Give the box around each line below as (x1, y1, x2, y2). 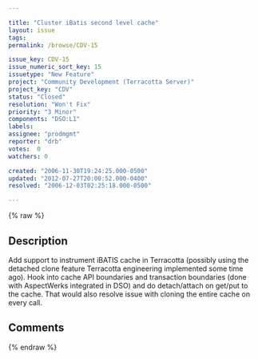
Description (8, 234, 68, 248)
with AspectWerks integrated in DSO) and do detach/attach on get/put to (8, 280, 248, 290)
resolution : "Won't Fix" (8, 100, 91, 108)
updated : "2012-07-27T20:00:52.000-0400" (8, 174, 149, 183)
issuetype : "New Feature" (8, 71, 94, 79)
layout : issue (8, 26, 56, 34)
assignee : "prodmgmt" (8, 130, 81, 139)
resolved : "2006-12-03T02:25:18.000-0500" (8, 182, 152, 190)
